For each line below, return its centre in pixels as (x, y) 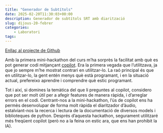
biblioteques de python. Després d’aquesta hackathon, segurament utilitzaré (81, 116)
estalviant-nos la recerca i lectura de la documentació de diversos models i (80, 110)
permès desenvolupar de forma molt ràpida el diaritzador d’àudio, (71, 105)
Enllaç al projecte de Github (33, 50)
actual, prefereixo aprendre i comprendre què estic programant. (69, 80)
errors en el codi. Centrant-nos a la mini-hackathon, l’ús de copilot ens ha (79, 100)
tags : (10, 37)
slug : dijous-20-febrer (29, 23)
